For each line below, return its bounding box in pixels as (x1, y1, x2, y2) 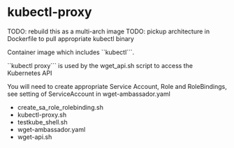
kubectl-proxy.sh (17, 110, 67, 119)
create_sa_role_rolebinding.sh (17, 103, 103, 111)
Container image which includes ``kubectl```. (7, 48, 135, 56)
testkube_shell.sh (17, 117, 68, 126)
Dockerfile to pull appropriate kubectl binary (7, 34, 135, 42)
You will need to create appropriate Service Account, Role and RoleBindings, (7, 82, 227, 90)
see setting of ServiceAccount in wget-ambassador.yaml (7, 90, 171, 98)
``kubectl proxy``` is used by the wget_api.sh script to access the (7, 61, 193, 69)
